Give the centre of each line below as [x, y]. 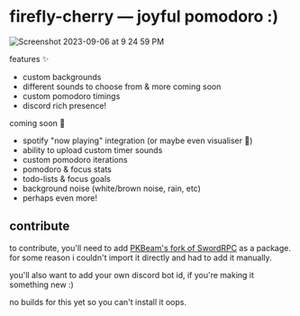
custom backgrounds [62, 77]
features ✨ [29, 59]
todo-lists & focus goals [66, 178]
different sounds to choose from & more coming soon [122, 86]
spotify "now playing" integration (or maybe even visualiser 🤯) [137, 140]
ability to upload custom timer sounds [92, 149]
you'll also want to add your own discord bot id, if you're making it [132, 275]
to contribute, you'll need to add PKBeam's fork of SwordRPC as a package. [150, 248]
